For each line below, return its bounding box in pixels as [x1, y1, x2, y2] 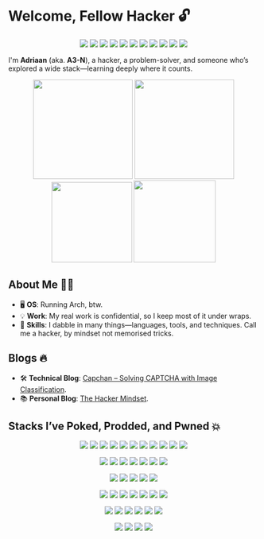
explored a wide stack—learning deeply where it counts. [8, 64, 193, 73]
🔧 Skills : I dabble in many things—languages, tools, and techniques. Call [19, 320, 257, 329]
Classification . [19, 384, 67, 394]
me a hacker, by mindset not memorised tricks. [19, 328, 174, 338]
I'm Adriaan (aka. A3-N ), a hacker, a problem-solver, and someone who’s [8, 55, 249, 64]
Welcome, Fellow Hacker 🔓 [8, 7, 191, 25]
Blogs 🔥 [8, 351, 48, 365]
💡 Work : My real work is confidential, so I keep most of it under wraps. [19, 311, 252, 320]
